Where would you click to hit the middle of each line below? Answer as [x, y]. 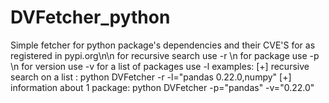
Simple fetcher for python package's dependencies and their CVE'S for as [163, 45]
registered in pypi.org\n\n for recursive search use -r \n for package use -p [165, 55]
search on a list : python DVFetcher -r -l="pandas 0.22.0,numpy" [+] [151, 77]
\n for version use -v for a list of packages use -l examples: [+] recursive [160, 66]
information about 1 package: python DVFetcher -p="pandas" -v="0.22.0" [162, 87]
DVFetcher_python [90, 17]
